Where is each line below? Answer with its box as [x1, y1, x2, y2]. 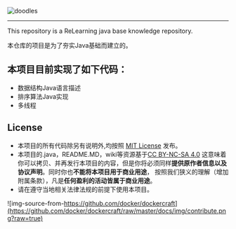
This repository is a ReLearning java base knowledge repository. [7, 27, 193, 35]
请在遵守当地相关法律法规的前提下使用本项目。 [17, 185, 153, 193]
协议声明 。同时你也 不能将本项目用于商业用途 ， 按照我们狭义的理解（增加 [17, 167, 229, 176]
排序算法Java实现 [17, 92, 69, 101]
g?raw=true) [7, 214, 44, 222]
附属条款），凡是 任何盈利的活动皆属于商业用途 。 [17, 176, 157, 185]
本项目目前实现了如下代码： [7, 64, 128, 76]
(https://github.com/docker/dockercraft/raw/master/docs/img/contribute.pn [7, 207, 227, 215]
